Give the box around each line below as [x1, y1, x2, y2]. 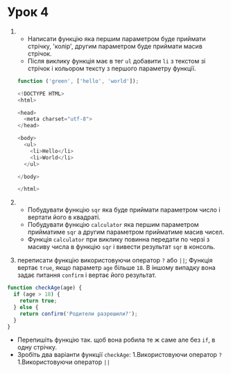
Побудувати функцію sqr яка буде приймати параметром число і [27, 206, 221, 214]
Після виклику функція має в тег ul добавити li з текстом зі [27, 56, 206, 65]
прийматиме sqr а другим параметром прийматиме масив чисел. [27, 228, 225, 237]
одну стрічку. [17, 343, 58, 351]
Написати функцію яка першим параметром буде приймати [27, 34, 206, 42]
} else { [13, 303, 39, 310]
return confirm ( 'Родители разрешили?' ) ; [19, 310, 138, 317]
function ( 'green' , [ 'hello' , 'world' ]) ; [17, 77, 139, 84]
